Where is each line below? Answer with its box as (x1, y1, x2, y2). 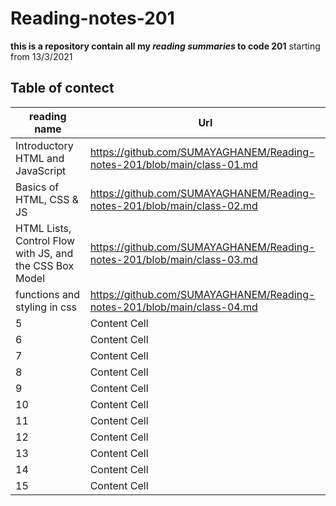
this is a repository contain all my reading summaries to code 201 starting (10, 40, 321, 52)
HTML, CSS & (15, 192, 80, 206)
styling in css (15, 300, 78, 314)
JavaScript (15, 163, 67, 177)
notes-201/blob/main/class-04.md (89, 300, 258, 314)
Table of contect (10, 80, 115, 97)
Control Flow (15, 233, 76, 247)
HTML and (15, 151, 65, 165)
